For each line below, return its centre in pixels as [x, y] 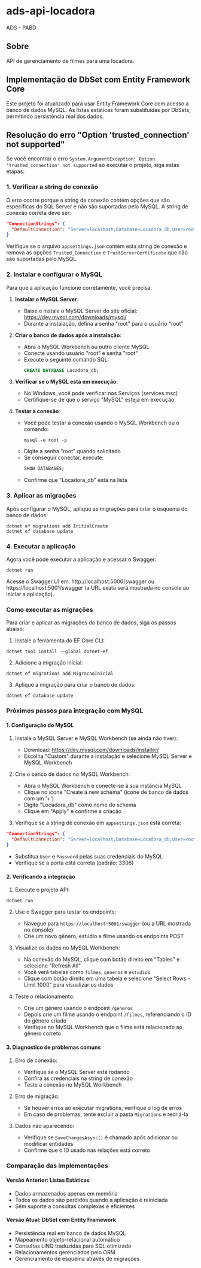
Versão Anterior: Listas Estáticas [48, 1180]
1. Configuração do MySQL [40, 725]
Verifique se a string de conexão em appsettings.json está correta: [98, 823]
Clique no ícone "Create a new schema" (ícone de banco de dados [106, 792]
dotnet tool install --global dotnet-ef [57, 652]
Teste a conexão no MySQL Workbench [73, 1085]
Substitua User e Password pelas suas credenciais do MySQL [89, 856]
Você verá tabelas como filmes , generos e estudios [87, 972]
